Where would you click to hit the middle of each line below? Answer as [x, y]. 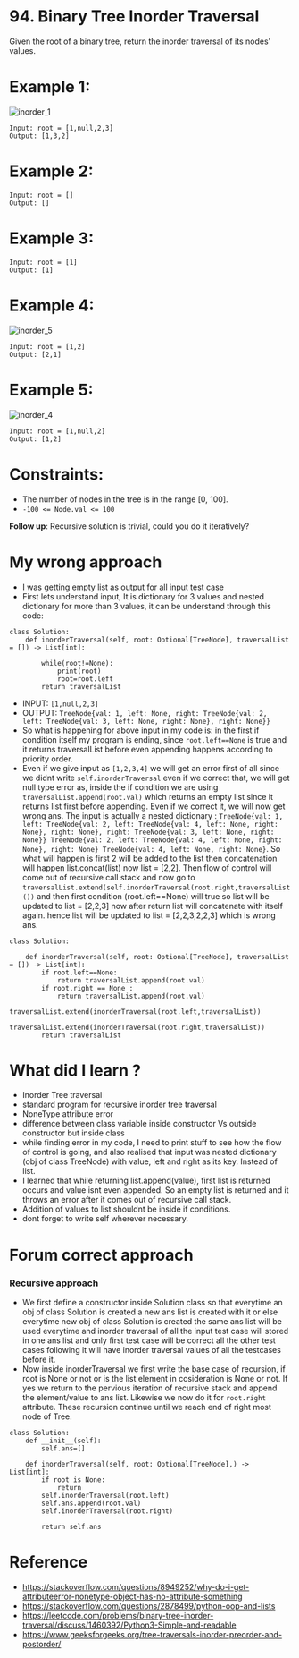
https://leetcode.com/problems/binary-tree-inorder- [118, 1615]
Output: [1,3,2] [39, 136]
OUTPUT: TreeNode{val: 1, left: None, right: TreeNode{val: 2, [145, 712]
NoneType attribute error [68, 1114]
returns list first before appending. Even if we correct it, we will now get [154, 806]
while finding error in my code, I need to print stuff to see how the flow [152, 1143]
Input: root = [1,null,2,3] [62, 128]
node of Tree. [47, 1416]
